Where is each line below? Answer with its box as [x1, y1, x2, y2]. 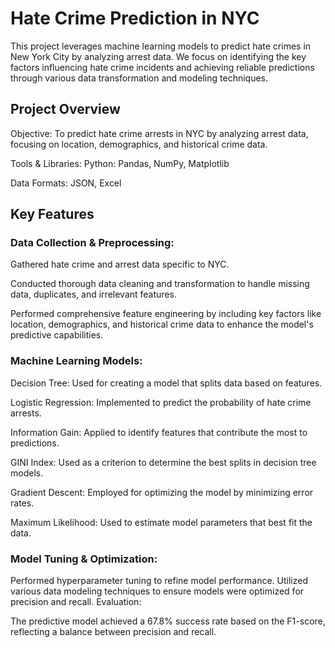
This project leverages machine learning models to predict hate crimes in [10, 40, 312, 52]
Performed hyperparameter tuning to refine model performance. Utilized [10, 575, 309, 587]
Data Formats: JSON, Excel [10, 177, 122, 189]
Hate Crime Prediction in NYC [10, 7, 260, 30]
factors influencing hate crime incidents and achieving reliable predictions [10, 61, 315, 73]
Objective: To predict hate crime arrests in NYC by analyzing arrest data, [10, 127, 309, 139]
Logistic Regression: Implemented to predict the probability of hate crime [10, 396, 312, 408]
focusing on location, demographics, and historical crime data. [10, 138, 268, 150]
